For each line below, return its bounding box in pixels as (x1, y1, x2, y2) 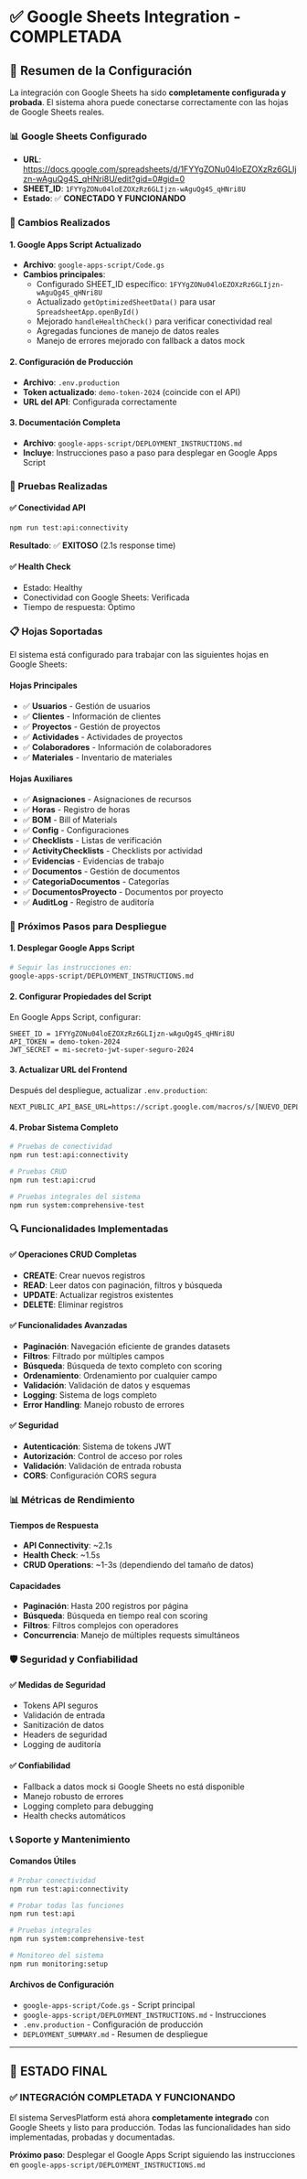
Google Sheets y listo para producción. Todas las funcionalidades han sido (9, 2121, 291, 2132)
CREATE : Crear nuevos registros (22, 1270, 146, 1281)
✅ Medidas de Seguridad (9, 1679, 107, 1690)
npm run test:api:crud (9, 1175, 96, 1185)
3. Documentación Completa (9, 417, 121, 428)
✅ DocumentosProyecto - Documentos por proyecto (22, 886, 224, 897)
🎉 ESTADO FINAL (9, 2064, 108, 2079)
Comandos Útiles (9, 1855, 77, 1867)
